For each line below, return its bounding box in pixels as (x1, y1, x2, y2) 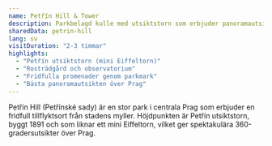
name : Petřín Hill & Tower (8, 11, 100, 20)
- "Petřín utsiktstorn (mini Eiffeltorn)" (15, 58, 161, 66)
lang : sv (8, 34, 38, 43)
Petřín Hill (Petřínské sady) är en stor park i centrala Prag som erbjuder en (8, 102, 255, 112)
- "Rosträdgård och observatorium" (15, 65, 136, 73)
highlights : (8, 49, 49, 58)
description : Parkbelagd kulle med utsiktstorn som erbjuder (8, 19, 219, 28)
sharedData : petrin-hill (8, 27, 92, 35)
